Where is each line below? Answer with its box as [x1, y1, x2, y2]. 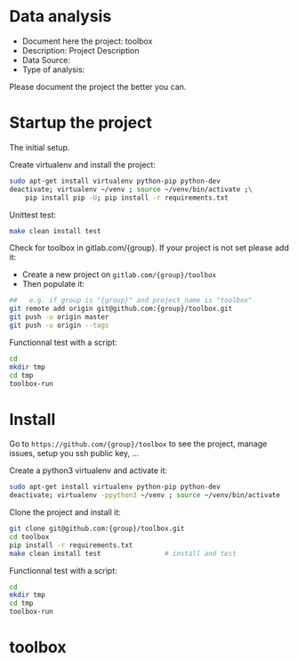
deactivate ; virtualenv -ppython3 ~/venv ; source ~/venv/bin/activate [9, 491, 280, 500]
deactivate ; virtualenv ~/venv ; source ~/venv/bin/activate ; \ [9, 184, 253, 193]
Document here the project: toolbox [21, 36, 153, 46]
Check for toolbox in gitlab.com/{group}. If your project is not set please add [9, 242, 289, 253]
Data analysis [9, 6, 112, 27]
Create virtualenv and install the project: [9, 159, 156, 170]
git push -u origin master [9, 313, 109, 322]
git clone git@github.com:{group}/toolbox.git [9, 524, 185, 534]
